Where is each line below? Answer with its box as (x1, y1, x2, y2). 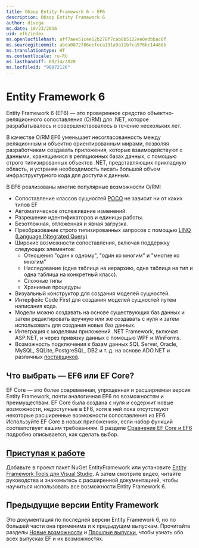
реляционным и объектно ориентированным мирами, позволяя (6, 140, 170, 147)
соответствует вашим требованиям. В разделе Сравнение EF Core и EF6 (6, 425, 192, 432)
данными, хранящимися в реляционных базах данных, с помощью (6, 153, 177, 160)
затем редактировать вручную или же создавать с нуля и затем (14, 315, 179, 323)
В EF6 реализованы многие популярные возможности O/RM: (6, 183, 161, 191)
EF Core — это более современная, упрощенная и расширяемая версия (6, 386, 191, 394)
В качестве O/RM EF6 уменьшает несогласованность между (6, 134, 161, 141)
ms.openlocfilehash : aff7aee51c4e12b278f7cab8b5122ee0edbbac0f (6, 36, 167, 42)
